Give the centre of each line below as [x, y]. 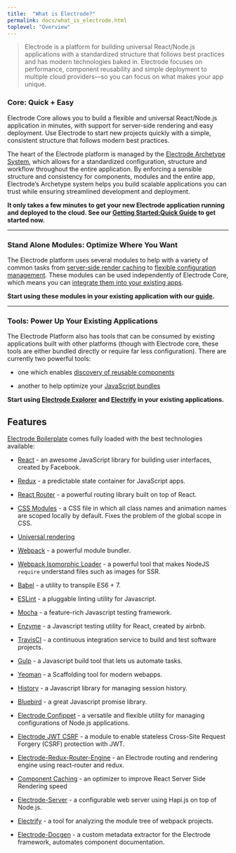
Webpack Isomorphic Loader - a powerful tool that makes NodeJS [113, 564]
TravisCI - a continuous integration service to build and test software [117, 640]
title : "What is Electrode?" [52, 14]
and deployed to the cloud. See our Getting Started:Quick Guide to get [112, 213]
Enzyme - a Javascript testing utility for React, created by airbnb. [112, 626]
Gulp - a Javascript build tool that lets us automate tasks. [100, 661]
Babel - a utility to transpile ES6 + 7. [69, 586]
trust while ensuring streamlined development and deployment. [99, 191]
